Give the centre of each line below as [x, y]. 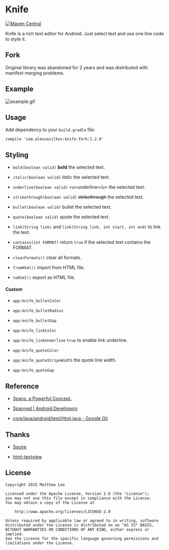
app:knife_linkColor [34, 331]
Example [19, 89]
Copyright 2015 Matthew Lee [35, 485]
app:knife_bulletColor [37, 301]
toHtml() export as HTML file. [44, 277]
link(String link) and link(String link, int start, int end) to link [87, 227]
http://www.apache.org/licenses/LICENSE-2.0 [63, 512]
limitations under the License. [40, 543]
